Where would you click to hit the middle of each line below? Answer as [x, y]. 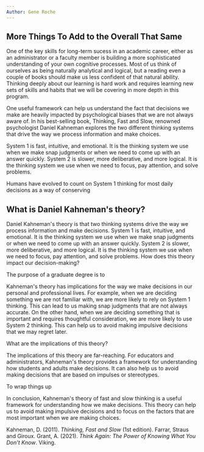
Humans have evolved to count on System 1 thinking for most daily [90, 184]
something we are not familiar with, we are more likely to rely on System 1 [98, 300]
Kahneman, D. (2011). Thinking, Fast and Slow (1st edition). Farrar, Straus [97, 429]
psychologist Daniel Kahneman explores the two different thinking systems [100, 128]
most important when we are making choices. [64, 418]
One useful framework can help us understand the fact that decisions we [98, 108]
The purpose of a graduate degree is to [56, 275]
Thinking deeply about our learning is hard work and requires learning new [100, 83]
